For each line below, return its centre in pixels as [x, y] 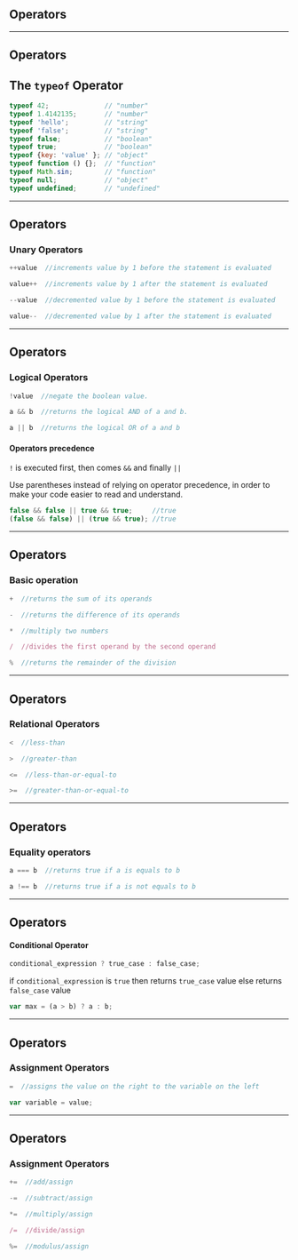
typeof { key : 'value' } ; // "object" [79, 156]
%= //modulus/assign [49, 1246]
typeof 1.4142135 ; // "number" [79, 114]
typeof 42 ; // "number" [79, 106]
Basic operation [44, 580]
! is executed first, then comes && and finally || [95, 468]
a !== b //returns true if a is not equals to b [103, 886]
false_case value [40, 991]
